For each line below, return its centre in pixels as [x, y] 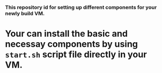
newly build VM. [25, 13]
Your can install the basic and [67, 34]
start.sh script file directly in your [76, 55]
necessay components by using [72, 44]
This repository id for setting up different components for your [81, 7]
